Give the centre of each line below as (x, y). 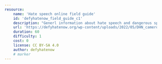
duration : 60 (26, 32)
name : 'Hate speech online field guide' (54, 14)
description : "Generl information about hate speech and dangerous (82, 23)
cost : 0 (21, 41)
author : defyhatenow (34, 50)
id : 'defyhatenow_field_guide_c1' (48, 18)
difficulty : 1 (27, 37)
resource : (15, 9)
